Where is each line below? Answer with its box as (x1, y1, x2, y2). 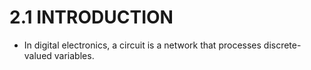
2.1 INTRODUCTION (9, 6, 174, 29)
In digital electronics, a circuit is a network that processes (23, 39, 262, 51)
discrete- (263, 39, 302, 51)
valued (23, 49, 52, 61)
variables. (53, 49, 95, 61)
